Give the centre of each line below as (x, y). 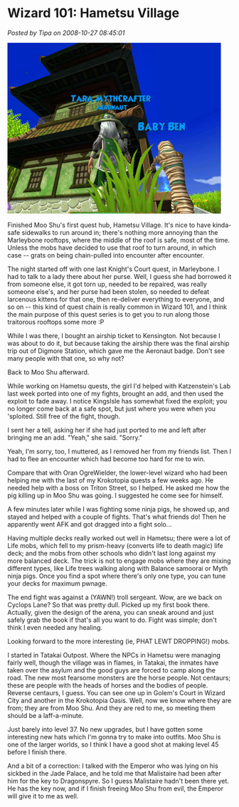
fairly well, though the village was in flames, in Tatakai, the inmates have (113, 663)
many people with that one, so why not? (66, 358)
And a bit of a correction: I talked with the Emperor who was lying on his (113, 766)
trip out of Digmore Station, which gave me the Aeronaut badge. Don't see (116, 351)
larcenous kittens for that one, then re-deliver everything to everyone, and (116, 299)
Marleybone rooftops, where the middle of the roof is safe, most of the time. (118, 240)
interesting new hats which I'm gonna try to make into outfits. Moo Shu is (114, 737)
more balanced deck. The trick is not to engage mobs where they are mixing (119, 561)
